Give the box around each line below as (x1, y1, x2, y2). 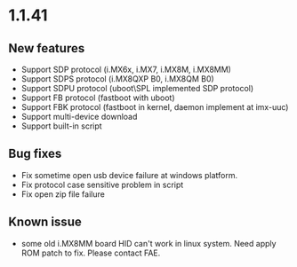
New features (8, 41, 85, 56)
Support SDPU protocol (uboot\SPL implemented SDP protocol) (20, 83, 254, 93)
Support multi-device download (20, 112, 138, 122)
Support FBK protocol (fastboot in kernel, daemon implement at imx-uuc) (20, 102, 289, 112)
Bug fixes (8, 146, 62, 161)
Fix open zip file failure (20, 188, 106, 200)
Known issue (8, 215, 82, 230)
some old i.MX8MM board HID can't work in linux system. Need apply (20, 238, 277, 248)
